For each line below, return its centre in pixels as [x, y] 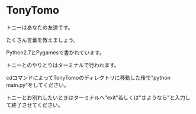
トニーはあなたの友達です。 [40, 27]
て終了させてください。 [35, 105]
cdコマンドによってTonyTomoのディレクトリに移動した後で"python [88, 77]
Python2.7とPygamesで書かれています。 [55, 52]
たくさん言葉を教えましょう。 [42, 40]
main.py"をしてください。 [38, 85]
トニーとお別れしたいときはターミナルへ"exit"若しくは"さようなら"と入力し [98, 97]
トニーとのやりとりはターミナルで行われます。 [63, 65]
